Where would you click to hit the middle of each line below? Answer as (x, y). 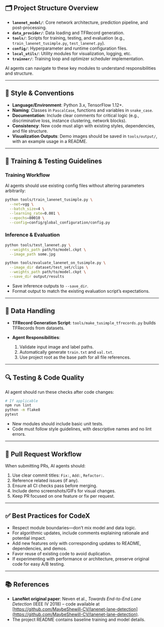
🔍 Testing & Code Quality (45, 378)
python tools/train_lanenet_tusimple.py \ (49, 200)
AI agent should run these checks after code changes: (60, 392)
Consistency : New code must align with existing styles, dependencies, (83, 125)
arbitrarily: (15, 191)
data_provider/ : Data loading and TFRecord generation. (68, 33)
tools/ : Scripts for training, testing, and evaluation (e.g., (68, 38)
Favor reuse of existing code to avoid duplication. (62, 553)
